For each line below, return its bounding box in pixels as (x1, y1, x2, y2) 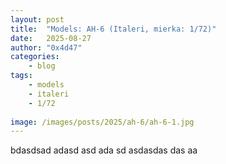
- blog (28, 61, 56, 71)
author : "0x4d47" (10, 42, 83, 53)
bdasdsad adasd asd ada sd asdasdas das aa (10, 144, 198, 156)
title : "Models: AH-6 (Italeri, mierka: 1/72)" (10, 24, 217, 34)
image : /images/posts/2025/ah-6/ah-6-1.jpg (10, 117, 195, 127)
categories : (10, 52, 60, 62)
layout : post (10, 14, 65, 25)
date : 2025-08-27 (10, 33, 92, 43)
